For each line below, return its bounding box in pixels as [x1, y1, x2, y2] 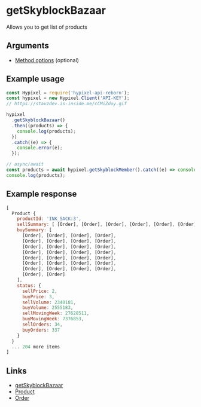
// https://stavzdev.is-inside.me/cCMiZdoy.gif [6, 101, 127, 107]
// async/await [6, 161, 44, 167]
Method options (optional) [14, 56, 80, 63]
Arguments [6, 41, 50, 51]
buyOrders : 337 [22, 327, 60, 333]
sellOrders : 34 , [22, 322, 63, 328]
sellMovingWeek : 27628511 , [22, 310, 90, 317]
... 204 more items [11, 344, 60, 350]
